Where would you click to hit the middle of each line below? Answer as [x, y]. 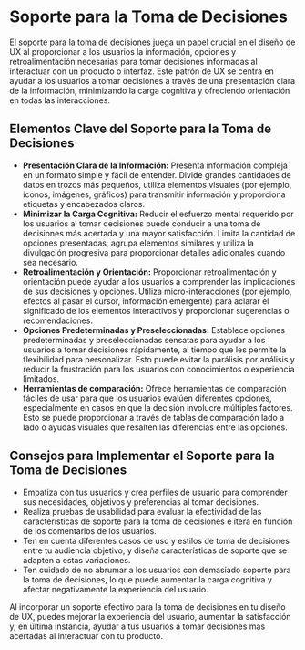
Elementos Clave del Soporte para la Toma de [140, 129]
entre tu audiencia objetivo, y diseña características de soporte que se [155, 550]
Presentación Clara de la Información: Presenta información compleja [155, 165]
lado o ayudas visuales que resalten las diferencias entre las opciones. [155, 427]
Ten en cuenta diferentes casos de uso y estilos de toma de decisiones [156, 540]
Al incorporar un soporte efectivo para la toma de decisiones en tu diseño [147, 607]
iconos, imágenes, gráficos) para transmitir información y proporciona [154, 194]
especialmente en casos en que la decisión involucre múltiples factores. [158, 407]
